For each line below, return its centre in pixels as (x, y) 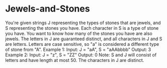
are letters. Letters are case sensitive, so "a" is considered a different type (82, 44)
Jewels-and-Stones (48, 9)
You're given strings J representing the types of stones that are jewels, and (83, 23)
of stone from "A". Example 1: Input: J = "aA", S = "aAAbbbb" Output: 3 (78, 49)
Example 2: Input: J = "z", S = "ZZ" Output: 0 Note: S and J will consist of (81, 55)
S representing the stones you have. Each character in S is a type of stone (82, 28)
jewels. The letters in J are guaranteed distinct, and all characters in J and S (84, 39)
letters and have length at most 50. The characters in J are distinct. (75, 60)
